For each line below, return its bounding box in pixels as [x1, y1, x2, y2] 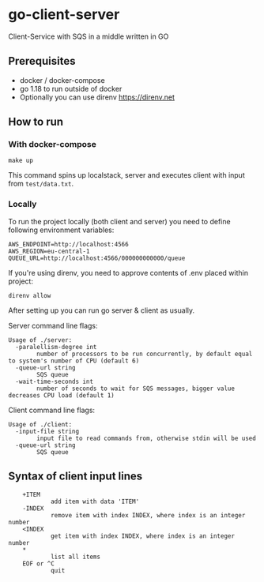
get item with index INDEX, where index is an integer [50, 531, 236, 540]
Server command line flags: [8, 321, 98, 330]
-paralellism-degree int [15, 343, 97, 351]
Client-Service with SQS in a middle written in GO [8, 32, 169, 41]
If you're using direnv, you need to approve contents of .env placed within [8, 268, 249, 277]
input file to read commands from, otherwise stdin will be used [36, 434, 257, 442]
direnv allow [8, 291, 51, 299]
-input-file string [15, 427, 80, 435]
